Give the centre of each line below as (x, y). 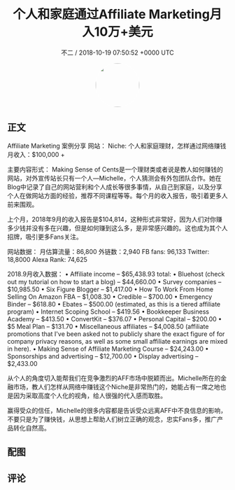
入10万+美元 (117, 32)
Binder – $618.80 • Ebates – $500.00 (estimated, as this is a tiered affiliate (114, 304)
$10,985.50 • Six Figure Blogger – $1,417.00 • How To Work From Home (111, 289)
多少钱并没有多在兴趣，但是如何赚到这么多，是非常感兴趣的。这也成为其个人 (117, 227)
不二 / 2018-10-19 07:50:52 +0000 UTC (117, 52)
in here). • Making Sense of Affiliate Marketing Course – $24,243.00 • (108, 349)
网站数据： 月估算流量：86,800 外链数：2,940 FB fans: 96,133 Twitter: (108, 251)
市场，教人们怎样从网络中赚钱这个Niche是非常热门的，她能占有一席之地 (116, 386)
